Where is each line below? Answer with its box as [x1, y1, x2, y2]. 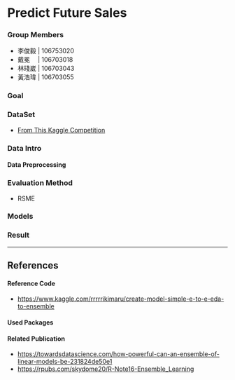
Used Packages [7, 318, 54, 327]
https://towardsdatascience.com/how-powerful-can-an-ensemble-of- [17, 350, 220, 358]
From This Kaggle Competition [17, 125, 106, 134]
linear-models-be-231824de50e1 [17, 358, 113, 366]
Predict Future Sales [7, 5, 127, 21]
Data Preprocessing [7, 161, 66, 169]
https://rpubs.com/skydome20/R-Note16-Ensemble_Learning [17, 365, 194, 373]
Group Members [7, 30, 64, 40]
